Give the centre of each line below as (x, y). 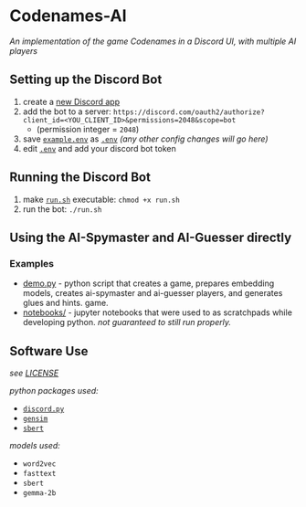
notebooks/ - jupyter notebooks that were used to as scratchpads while (157, 312)
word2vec (39, 464)
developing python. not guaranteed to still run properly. (127, 322)
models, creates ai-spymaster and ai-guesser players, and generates (153, 293)
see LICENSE (34, 373)
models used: (35, 446)
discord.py (43, 409)
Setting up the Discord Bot (86, 80)
